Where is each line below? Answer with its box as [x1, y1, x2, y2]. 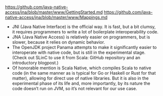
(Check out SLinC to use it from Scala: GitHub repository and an [12, 55, 141, 60]
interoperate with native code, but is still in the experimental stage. [12, 49, 146, 55]
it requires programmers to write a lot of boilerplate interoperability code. [12, 29, 159, 34]
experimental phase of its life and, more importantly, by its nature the [12, 80, 150, 86]
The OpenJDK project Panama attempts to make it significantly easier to [12, 45, 157, 50]
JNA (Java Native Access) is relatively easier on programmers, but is [12, 34, 150, 40]
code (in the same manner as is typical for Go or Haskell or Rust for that [12, 70, 156, 76]
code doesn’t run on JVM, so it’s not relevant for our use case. [12, 86, 137, 91]
